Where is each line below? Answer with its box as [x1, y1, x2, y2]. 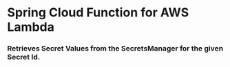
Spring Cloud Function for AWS [7, 5, 189, 21]
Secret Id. [7, 53, 41, 62]
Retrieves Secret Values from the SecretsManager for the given [7, 44, 224, 53]
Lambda [7, 19, 55, 35]
